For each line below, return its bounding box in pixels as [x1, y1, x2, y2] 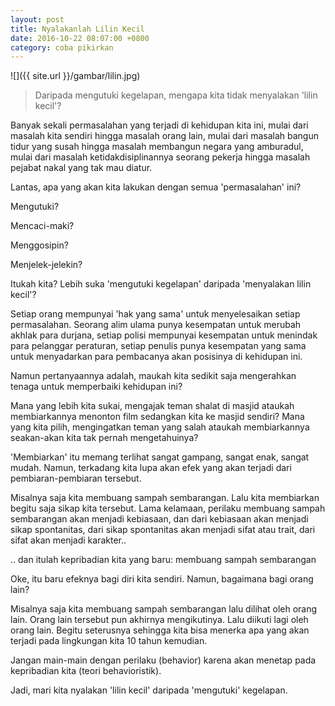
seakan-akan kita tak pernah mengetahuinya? [10, 432, 199, 444]
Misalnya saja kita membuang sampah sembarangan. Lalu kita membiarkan [10, 492, 320, 504]
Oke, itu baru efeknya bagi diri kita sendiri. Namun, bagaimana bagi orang [10, 573, 314, 585]
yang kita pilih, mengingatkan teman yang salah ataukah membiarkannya [10, 421, 310, 433]
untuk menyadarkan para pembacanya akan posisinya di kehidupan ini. [10, 351, 303, 363]
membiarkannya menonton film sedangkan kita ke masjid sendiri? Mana [10, 411, 305, 423]
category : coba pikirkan [10, 42, 114, 53]
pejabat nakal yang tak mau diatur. [10, 162, 153, 174]
